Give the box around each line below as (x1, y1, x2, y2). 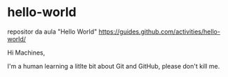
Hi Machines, (7, 48, 46, 57)
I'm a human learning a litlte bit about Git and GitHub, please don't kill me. (7, 62, 220, 70)
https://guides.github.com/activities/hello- (98, 27, 221, 36)
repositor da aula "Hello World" (7, 27, 98, 36)
